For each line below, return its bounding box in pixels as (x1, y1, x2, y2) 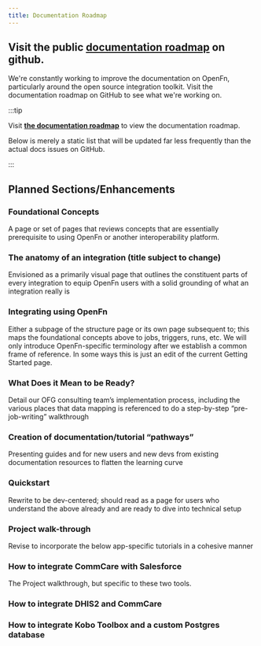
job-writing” (8, 412, 47, 422)
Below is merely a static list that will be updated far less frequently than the (8, 136, 252, 146)
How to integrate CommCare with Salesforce (8, 560, 182, 571)
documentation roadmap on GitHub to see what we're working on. (8, 90, 222, 100)
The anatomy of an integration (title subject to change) (8, 253, 222, 264)
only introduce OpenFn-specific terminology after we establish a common (8, 341, 248, 350)
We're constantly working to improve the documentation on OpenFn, (8, 74, 230, 83)
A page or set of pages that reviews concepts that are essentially (8, 224, 219, 234)
